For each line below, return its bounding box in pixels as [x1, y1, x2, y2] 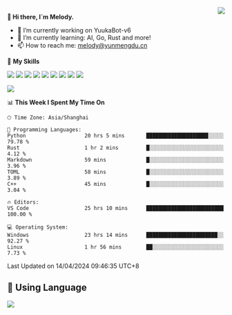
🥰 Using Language [7, 282, 88, 294]
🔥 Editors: [7, 199, 39, 206]
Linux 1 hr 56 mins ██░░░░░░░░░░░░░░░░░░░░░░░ [7, 244, 224, 251]
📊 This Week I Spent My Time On [7, 98, 105, 106]
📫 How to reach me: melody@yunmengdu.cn [17, 41, 148, 49]
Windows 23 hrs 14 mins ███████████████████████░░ [7, 231, 224, 238]
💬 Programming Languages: [7, 126, 81, 133]
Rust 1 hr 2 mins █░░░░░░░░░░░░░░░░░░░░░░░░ [7, 144, 224, 151]
